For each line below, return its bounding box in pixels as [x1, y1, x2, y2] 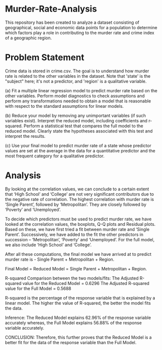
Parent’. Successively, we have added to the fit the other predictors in [5, 232, 144, 237]
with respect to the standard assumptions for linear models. [5, 103, 124, 109]
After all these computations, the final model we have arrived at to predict [5, 251, 151, 257]
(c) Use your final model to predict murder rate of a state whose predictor [5, 142, 151, 149]
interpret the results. [5, 133, 46, 139]
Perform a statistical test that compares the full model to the [23, 123, 144, 129]
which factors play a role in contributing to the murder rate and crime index [5, 30, 155, 35]
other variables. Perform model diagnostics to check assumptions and [5, 93, 145, 99]
